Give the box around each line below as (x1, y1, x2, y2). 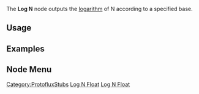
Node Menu (6, 64, 52, 75)
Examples (6, 43, 45, 54)
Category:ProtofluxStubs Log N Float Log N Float (6, 81, 130, 88)
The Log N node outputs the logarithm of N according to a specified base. (6, 5, 193, 12)
